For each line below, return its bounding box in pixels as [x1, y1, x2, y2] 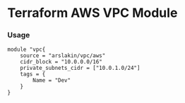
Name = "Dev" [32, 77, 71, 84]
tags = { [20, 71, 46, 78]
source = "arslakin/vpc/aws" [20, 52, 106, 59]
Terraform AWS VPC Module [7, 5, 178, 21]
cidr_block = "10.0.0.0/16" [20, 59, 102, 66]
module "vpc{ [7, 46, 46, 54]
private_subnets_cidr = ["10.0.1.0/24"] [20, 65, 141, 72]
